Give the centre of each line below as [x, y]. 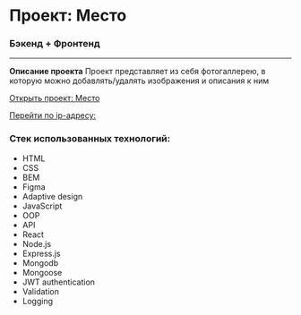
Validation [41, 291]
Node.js [37, 243]
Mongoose [42, 272]
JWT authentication [59, 282]
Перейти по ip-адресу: [53, 115]
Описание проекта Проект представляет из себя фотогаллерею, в [138, 72]
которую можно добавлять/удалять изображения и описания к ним [139, 81]
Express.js [41, 253]
